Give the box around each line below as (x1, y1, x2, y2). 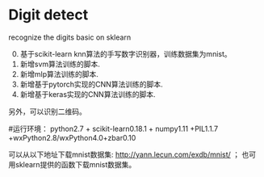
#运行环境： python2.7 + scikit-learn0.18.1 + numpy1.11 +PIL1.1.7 (8, 124, 219, 133)
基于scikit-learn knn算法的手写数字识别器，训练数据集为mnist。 (19, 48, 232, 58)
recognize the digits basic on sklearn (8, 32, 132, 42)
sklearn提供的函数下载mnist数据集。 (15, 159, 136, 169)
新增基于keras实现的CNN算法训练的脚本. (19, 89, 156, 99)
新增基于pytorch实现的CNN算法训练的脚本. (19, 79, 163, 89)
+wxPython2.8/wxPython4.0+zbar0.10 (8, 133, 136, 142)
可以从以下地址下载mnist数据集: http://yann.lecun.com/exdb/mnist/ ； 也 (8, 150, 249, 159)
